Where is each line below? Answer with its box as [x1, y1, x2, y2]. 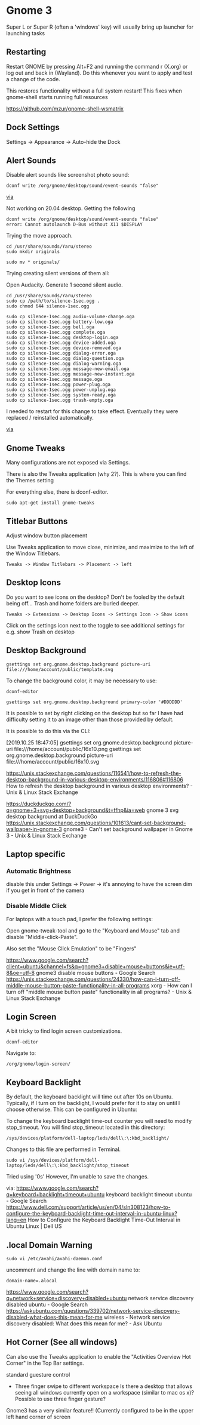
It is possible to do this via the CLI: [6, 727, 91, 734]
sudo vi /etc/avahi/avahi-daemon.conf [6, 1256, 103, 1262]
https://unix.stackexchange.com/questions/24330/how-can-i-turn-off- [6, 975, 181, 983]
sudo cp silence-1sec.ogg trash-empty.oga [6, 398, 113, 404]
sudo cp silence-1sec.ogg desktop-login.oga [6, 335, 119, 341]
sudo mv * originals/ [6, 259, 60, 266]
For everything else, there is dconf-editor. [6, 488, 109, 495]
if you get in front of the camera [6, 887, 85, 894]
